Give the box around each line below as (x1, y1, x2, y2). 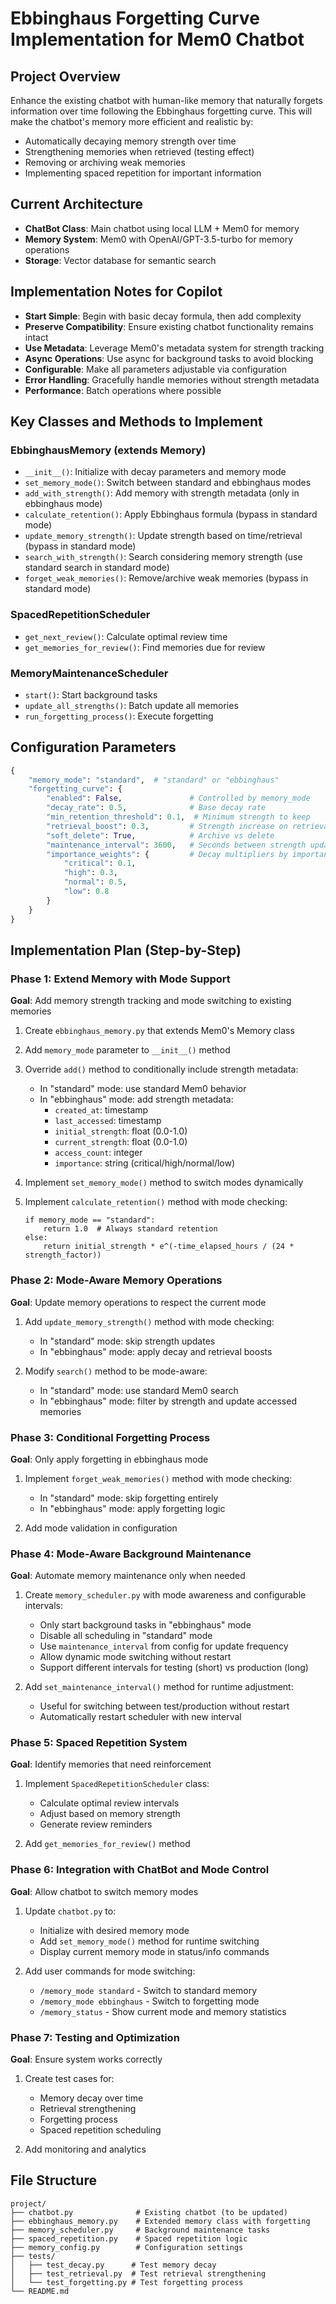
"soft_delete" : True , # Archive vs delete (46, 830, 275, 841)
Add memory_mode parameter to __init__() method (24, 1044, 231, 1056)
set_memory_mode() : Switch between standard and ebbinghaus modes (24, 477, 312, 489)
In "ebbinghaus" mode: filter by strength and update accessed (39, 1395, 297, 1407)
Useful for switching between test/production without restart (39, 1700, 290, 1712)
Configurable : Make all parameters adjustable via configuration (24, 363, 287, 375)
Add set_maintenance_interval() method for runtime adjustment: (24, 1681, 294, 1693)
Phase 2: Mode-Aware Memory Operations (10, 1273, 223, 1287)
